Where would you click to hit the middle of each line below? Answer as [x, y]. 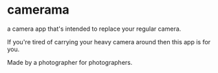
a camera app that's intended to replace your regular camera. [94, 29]
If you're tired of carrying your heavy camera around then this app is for [109, 42]
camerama [39, 10]
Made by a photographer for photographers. [70, 62]
